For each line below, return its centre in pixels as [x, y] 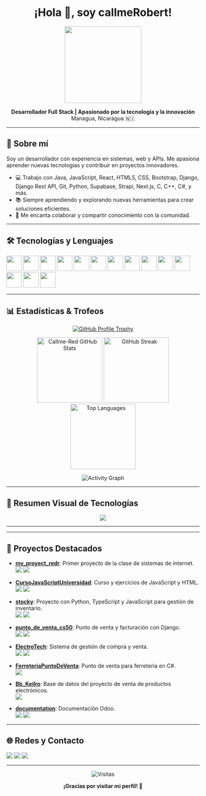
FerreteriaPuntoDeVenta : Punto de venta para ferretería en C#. [95, 666]
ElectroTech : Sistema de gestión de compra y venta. [82, 647]
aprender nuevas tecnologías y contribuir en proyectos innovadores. [93, 165]
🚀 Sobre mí [27, 144]
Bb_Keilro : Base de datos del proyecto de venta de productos [93, 684]
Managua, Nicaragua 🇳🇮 [103, 118]
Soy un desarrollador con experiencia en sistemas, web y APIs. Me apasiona [103, 159]
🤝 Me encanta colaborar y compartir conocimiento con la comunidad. [103, 215]
